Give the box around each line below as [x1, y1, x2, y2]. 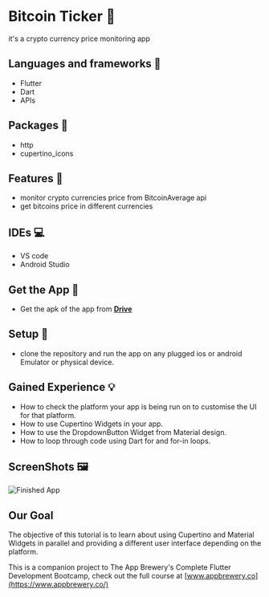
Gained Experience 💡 [8, 380, 116, 394]
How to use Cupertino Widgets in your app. [19, 419, 163, 428]
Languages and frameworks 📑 [8, 57, 161, 71]
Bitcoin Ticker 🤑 [8, 7, 116, 26]
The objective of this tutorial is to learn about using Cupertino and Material [8, 530, 255, 540]
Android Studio [19, 260, 70, 270]
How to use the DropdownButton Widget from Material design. [19, 427, 227, 437]
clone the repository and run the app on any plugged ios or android [19, 348, 243, 358]
